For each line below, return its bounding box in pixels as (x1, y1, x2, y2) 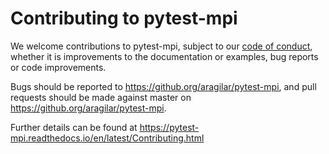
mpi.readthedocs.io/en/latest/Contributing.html (10, 132, 205, 144)
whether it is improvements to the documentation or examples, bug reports (10, 50, 319, 62)
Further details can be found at (10, 121, 138, 133)
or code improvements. (10, 61, 107, 73)
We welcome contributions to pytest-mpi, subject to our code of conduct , (10, 40, 313, 52)
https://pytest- (139, 121, 200, 133)
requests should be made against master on (10, 91, 192, 103)
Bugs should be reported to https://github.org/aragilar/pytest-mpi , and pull (10, 80, 317, 92)
